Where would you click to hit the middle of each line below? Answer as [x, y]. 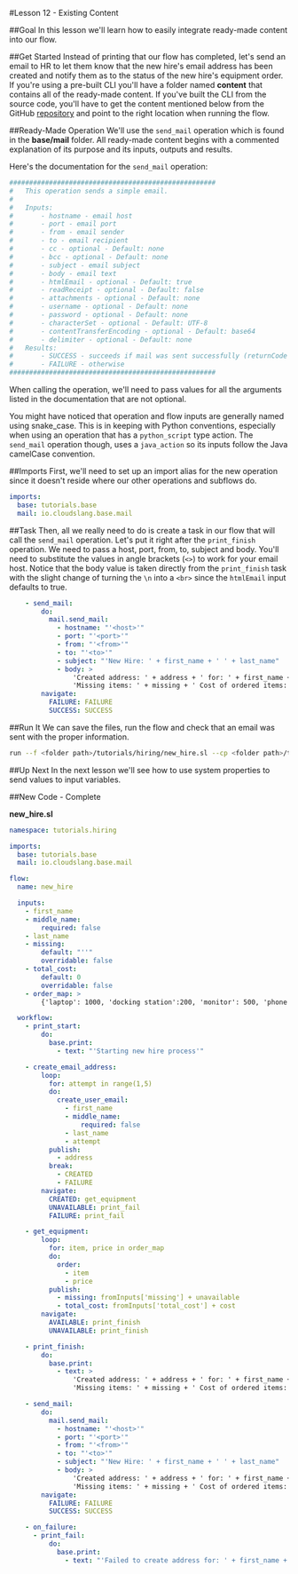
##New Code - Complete [55, 796]
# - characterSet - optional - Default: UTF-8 [109, 323]
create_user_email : [92, 1100]
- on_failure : [51, 1527]
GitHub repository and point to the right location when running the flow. [140, 113]
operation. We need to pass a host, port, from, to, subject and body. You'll [144, 549]
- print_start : [53, 1026]
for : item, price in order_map [106, 1248]
